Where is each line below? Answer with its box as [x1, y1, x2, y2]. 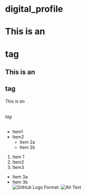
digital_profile [5, 3, 63, 15]
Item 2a [19, 139, 35, 145]
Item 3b [12, 179, 28, 185]
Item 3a [12, 174, 28, 180]
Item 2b [19, 144, 35, 150]
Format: [44, 184, 60, 190]
